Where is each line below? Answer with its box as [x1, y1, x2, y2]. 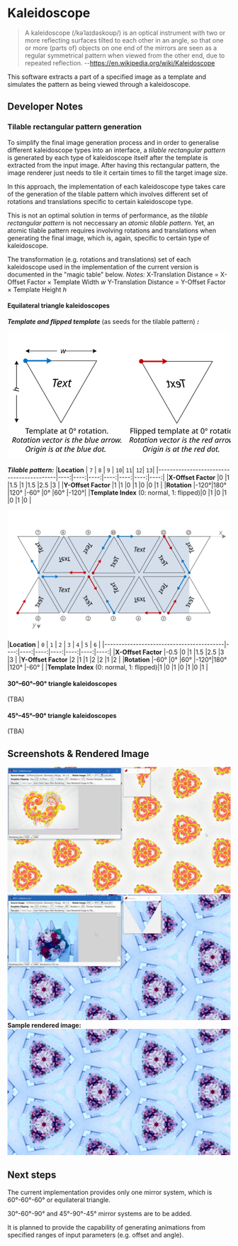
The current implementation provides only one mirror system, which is [7, 1188, 212, 1196]
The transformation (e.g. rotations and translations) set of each [7, 254, 191, 264]
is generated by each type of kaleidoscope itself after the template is [7, 153, 208, 161]
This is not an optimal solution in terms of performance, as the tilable [7, 211, 208, 220]
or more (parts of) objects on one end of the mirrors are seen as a [24, 43, 217, 52]
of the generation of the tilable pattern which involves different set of [7, 190, 209, 198]
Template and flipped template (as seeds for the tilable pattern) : [7, 317, 200, 326]
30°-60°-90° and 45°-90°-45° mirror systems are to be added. [7, 1209, 193, 1218]
